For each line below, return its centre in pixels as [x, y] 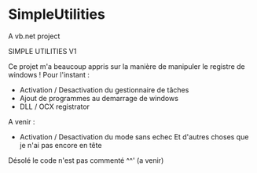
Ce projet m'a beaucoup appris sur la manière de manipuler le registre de [127, 66]
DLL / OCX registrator [55, 106]
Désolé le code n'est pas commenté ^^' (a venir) [86, 160]
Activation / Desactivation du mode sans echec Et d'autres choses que [134, 137]
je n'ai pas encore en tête [61, 145]
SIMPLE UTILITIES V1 [42, 51]
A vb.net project [34, 36]
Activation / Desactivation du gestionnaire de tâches [104, 90]
